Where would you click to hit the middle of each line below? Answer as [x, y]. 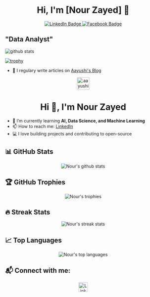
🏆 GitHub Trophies [35, 182]
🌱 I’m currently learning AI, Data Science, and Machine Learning [78, 121]
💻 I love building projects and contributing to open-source [72, 133]
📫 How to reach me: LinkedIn [43, 126]
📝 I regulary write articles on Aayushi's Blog [57, 70]
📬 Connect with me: [38, 271]
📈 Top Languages [33, 240]
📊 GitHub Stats [29, 152]
